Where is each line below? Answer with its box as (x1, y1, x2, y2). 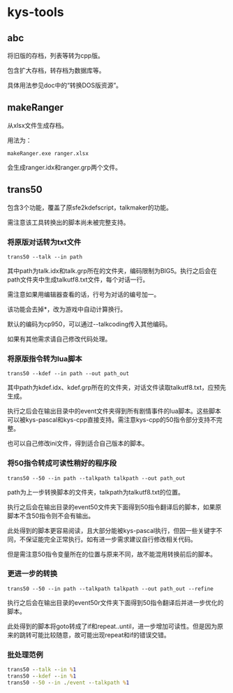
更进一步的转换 (7, 569, 58, 578)
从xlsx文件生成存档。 (7, 121, 68, 129)
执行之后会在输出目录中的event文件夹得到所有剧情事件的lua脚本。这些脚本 (7, 407, 222, 416)
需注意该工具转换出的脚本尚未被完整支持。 (7, 218, 130, 226)
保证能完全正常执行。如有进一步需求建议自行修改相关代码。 (25, 535, 197, 544)
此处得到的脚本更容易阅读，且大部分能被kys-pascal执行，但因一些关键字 (7, 526, 216, 534)
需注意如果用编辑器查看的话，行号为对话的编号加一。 (7, 290, 160, 298)
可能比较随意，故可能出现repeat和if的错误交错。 (31, 630, 171, 639)
